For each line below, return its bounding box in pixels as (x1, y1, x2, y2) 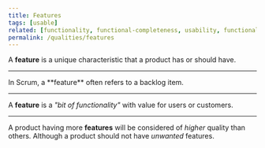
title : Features (8, 11, 62, 20)
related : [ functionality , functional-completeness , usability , (8, 26, 221, 34)
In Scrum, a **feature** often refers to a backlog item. (8, 78, 184, 87)
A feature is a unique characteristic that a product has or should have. (8, 55, 237, 65)
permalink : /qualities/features (8, 33, 114, 42)
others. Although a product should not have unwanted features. (8, 131, 215, 141)
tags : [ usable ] (8, 19, 58, 27)
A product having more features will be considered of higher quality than (8, 123, 246, 132)
